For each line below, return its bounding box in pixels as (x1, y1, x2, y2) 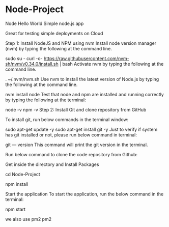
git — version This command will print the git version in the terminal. (5, 141, 148, 148)
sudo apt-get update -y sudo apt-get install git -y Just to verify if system (5, 126, 158, 132)
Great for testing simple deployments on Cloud (5, 30, 103, 36)
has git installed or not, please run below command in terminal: (5, 131, 137, 138)
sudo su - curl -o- (5, 55, 43, 62)
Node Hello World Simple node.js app (5, 20, 84, 26)
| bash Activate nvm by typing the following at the (59, 61, 164, 67)
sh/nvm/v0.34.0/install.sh (5, 61, 59, 67)
